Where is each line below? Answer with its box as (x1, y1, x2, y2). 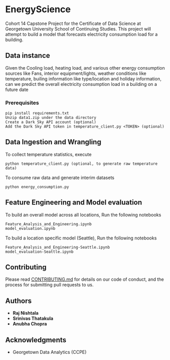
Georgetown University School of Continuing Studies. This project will (5, 25, 151, 32)
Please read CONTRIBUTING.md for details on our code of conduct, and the (5, 276, 164, 283)
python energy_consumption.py (5, 184, 70, 189)
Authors (5, 296, 32, 305)
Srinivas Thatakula (12, 315, 53, 321)
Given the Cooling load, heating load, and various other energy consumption (5, 65, 165, 71)
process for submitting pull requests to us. (5, 282, 94, 288)
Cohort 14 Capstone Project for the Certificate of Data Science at (5, 20, 141, 26)
